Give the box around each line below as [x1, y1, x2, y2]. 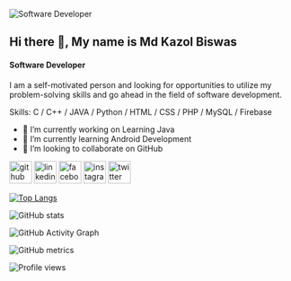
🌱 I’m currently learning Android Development [22, 133, 192, 144]
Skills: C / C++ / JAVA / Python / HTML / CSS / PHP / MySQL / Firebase [9, 106, 272, 117]
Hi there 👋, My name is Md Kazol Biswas [9, 34, 238, 49]
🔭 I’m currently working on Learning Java [22, 124, 175, 135]
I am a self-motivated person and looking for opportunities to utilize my [9, 79, 272, 90]
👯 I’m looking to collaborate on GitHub [22, 143, 163, 154]
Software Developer [9, 59, 86, 70]
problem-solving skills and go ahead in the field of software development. [9, 89, 283, 100]
